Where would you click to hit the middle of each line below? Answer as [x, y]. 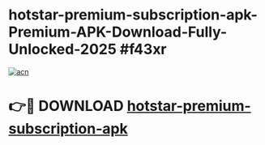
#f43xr [143, 49]
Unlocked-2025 [63, 49]
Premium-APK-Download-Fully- [118, 32]
